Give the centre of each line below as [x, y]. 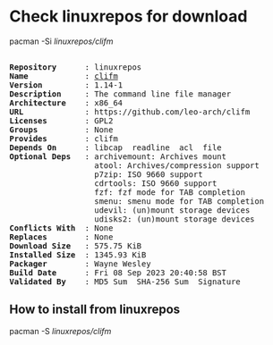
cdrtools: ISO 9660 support [155, 183]
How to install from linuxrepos [95, 310]
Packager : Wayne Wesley [80, 264]
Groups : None [61, 130]
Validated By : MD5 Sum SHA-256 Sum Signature [125, 282]
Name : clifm [64, 76]
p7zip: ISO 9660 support [148, 174]
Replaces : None [61, 237]
